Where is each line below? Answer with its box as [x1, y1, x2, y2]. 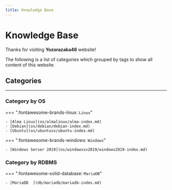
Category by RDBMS [5, 159, 57, 166]
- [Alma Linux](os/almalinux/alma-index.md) [5, 119, 102, 124]
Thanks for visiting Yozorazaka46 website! [5, 46, 96, 53]
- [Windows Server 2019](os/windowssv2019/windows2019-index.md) [5, 147, 147, 152]
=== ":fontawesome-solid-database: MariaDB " [5, 170, 102, 176]
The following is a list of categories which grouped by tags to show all [5, 56, 153, 62]
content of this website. [5, 62, 55, 68]
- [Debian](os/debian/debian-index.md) [5, 124, 91, 129]
